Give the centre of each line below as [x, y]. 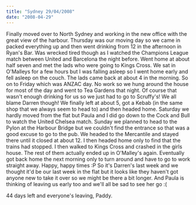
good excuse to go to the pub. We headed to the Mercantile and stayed [92, 134]
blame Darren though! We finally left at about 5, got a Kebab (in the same [94, 102]
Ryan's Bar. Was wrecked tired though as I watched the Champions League [97, 52]
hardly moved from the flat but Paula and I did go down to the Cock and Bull [98, 115]
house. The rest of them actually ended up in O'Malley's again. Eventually [95, 153]
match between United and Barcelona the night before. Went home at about [98, 59]
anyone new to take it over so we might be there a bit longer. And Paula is [95, 178]
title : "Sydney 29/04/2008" [41, 11]
